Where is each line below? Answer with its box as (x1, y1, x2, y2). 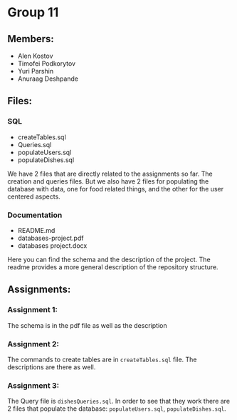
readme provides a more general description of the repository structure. (7, 262, 218, 271)
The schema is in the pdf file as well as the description (7, 321, 167, 329)
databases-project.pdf (17, 234, 84, 242)
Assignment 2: (7, 339, 59, 349)
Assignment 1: (7, 305, 58, 315)
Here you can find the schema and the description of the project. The (7, 255, 211, 264)
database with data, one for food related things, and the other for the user (7, 184, 224, 193)
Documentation (7, 210, 63, 220)
